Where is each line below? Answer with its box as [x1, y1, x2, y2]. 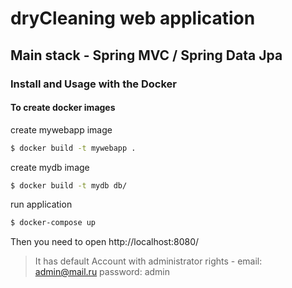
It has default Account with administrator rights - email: [34, 255, 263, 267]
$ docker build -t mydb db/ [10, 180, 128, 191]
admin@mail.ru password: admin [34, 266, 170, 278]
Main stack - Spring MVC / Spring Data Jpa [10, 47, 283, 64]
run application [10, 198, 73, 211]
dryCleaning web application [10, 7, 256, 30]
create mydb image [10, 161, 90, 173]
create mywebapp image [10, 123, 113, 136]
